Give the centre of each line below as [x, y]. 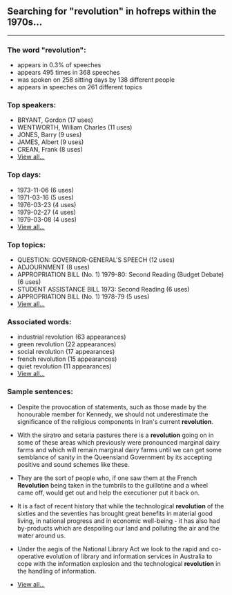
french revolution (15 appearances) [67, 359]
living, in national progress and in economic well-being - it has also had [118, 521]
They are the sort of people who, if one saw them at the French [107, 478]
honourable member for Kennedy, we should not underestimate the [113, 414]
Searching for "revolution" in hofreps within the [112, 11]
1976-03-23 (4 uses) [47, 204]
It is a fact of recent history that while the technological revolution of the [120, 506]
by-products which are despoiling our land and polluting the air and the [118, 528]
